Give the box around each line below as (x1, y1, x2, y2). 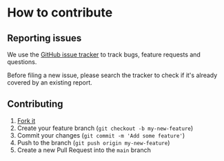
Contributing (7, 98, 63, 110)
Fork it (17, 116, 36, 125)
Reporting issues (7, 32, 82, 44)
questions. (7, 58, 37, 66)
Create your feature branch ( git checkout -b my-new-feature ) (17, 124, 194, 132)
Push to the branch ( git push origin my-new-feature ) (17, 138, 170, 147)
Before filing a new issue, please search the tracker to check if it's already (7, 71, 218, 79)
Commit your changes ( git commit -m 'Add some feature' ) (17, 131, 185, 139)
